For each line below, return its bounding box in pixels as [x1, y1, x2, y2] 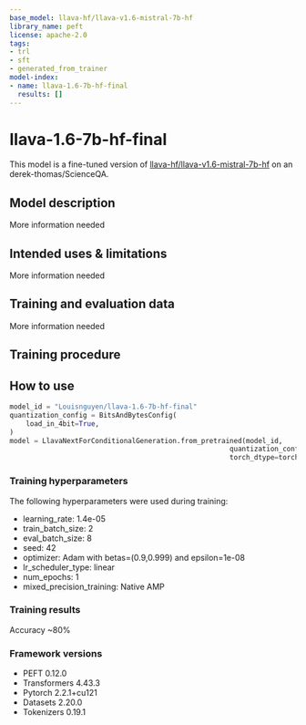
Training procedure [9, 347, 121, 363]
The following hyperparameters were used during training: [9, 495, 229, 506]
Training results [9, 604, 81, 616]
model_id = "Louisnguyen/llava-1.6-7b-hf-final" [9, 402, 198, 411]
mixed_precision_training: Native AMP [22, 581, 166, 592]
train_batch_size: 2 [22, 523, 94, 533]
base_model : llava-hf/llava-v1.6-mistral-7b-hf [9, 13, 194, 23]
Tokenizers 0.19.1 [22, 707, 87, 718]
